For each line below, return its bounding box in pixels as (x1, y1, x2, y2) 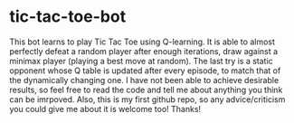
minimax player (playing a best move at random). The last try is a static (9, 55, 273, 66)
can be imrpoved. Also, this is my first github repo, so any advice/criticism (9, 93, 286, 105)
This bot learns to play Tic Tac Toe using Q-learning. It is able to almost (9, 36, 276, 47)
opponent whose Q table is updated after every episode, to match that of (9, 65, 281, 76)
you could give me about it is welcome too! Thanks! (9, 103, 202, 114)
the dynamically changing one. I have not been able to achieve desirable (9, 74, 280, 85)
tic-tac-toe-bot (9, 6, 127, 27)
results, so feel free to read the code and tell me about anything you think (9, 84, 283, 95)
